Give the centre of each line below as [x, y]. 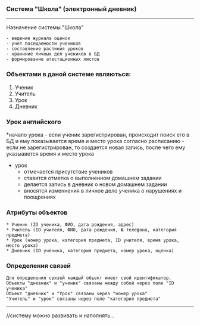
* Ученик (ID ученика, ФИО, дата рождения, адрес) [70, 225]
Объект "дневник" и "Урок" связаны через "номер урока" [77, 294]
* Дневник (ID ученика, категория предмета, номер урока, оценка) [90, 251]
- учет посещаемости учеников [44, 44]
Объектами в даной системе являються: [68, 75]
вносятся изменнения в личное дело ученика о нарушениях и [103, 190]
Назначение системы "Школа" [45, 27]
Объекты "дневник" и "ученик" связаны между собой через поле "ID [90, 283]
